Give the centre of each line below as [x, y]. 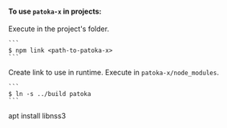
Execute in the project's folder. [59, 29]
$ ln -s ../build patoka [50, 94]
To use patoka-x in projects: [55, 11]
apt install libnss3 [37, 116]
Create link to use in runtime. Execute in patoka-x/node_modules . [113, 73]
